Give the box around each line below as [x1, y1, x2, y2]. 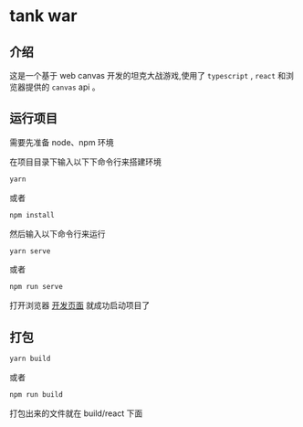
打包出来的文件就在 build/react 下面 [9, 408, 143, 419]
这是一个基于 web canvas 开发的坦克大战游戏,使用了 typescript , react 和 [9, 70, 287, 80]
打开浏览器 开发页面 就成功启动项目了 [9, 300, 151, 311]
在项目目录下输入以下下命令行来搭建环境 [9, 156, 162, 167]
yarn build [9, 354, 51, 364]
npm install [9, 210, 55, 219]
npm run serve [9, 283, 64, 292]
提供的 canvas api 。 [25, 81, 100, 92]
